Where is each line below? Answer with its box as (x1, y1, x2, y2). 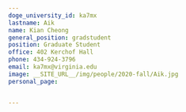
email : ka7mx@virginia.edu (8, 63, 97, 71)
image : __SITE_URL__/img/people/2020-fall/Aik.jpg (8, 70, 179, 78)
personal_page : (8, 77, 59, 85)
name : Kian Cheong (8, 26, 69, 34)
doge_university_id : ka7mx (8, 11, 97, 20)
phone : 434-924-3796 (8, 56, 77, 64)
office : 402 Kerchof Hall (8, 48, 93, 56)
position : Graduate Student (8, 41, 101, 49)
